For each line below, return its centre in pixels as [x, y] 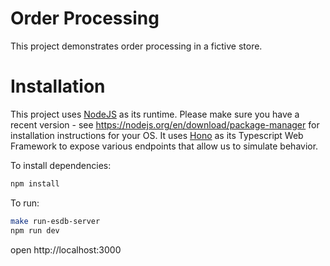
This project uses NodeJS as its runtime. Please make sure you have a [155, 114]
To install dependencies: [61, 165]
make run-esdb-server [55, 221]
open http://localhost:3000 [66, 249]
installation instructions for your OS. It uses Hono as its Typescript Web [157, 135]
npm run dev [35, 230]
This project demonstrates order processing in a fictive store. [136, 46]
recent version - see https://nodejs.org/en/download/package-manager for [165, 124]
